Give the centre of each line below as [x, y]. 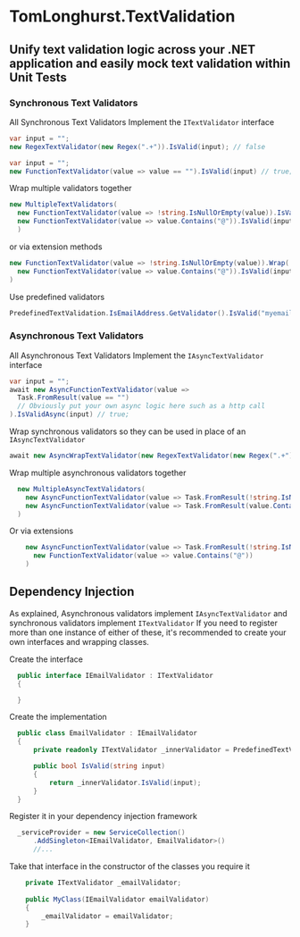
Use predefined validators [57, 297]
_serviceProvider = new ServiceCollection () [101, 832]
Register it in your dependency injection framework [104, 816]
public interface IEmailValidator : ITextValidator [116, 675]
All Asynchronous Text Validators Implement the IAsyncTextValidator [137, 356]
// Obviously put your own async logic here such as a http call [142, 406]
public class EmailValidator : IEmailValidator [108, 733]
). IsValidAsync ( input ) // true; [69, 414]
